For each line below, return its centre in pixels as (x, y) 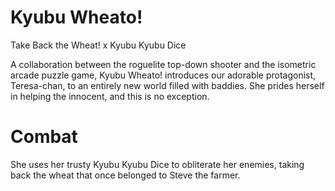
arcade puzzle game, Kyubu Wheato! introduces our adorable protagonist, (163, 75)
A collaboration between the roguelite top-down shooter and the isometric (163, 64)
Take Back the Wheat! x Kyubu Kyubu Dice (98, 45)
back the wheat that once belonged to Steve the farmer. (125, 175)
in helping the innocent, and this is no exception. (110, 96)
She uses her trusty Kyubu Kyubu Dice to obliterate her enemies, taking (157, 164)
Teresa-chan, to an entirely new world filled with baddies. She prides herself (167, 85)
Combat (44, 137)
